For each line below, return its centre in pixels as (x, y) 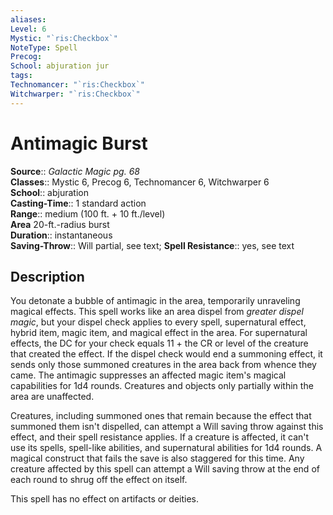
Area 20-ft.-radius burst (60, 224)
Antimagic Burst (79, 143)
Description (47, 276)
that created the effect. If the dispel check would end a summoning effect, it (166, 354)
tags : (21, 76)
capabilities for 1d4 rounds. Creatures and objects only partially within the (162, 386)
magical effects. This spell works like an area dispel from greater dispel (157, 312)
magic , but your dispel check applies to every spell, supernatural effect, (158, 322)
